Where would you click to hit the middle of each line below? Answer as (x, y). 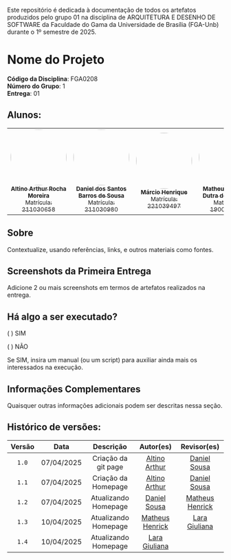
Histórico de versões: (54, 427)
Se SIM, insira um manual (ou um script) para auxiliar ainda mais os (102, 360)
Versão (23, 446)
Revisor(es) (200, 446)
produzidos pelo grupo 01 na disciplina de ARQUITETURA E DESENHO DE (111, 17)
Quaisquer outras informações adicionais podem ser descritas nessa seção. (115, 405)
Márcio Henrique (164, 192)
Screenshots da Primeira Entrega (79, 271)
